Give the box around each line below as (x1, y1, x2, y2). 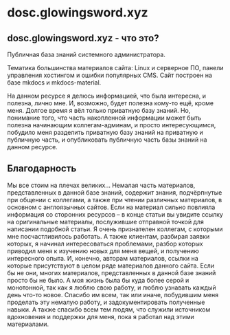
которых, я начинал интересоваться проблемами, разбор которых (7, 239, 204, 248)
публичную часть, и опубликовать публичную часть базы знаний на (7, 136, 207, 144)
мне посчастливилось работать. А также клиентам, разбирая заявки (7, 232, 210, 240)
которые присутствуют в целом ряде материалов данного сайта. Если (7, 261, 215, 270)
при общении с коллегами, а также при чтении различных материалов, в (7, 195, 222, 204)
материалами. (7, 320, 49, 328)
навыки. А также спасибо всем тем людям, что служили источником (7, 305, 211, 314)
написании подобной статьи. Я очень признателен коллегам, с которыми (7, 225, 223, 233)
